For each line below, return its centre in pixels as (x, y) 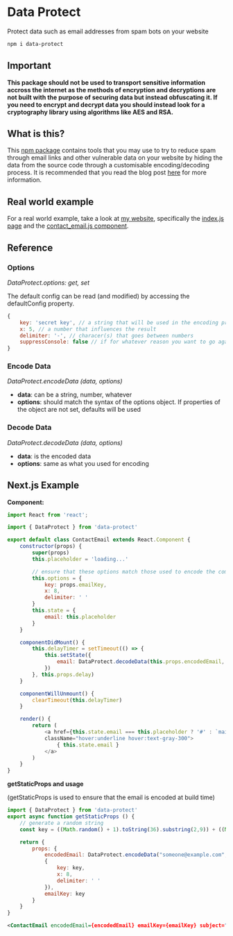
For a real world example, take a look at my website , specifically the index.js (115, 219)
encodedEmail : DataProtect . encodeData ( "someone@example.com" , (136, 855)
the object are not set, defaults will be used (79, 410)
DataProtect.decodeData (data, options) (65, 442)
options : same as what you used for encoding (83, 463)
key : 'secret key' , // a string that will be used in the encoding (119, 323)
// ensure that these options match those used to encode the (124, 571)
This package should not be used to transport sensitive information (106, 82)
